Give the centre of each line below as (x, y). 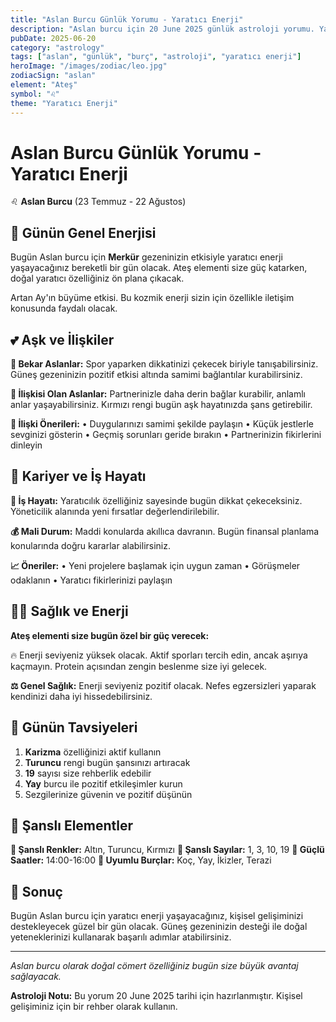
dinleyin (26, 445)
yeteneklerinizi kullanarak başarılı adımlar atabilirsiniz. (121, 937)
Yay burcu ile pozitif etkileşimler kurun (103, 783)
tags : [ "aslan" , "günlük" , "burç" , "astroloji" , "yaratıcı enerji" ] (156, 57)
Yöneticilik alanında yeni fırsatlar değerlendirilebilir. (115, 511)
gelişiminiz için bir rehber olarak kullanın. (94, 1007)
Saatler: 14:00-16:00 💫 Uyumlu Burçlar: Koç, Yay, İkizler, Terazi (141, 860)
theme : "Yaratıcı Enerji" (64, 103)
